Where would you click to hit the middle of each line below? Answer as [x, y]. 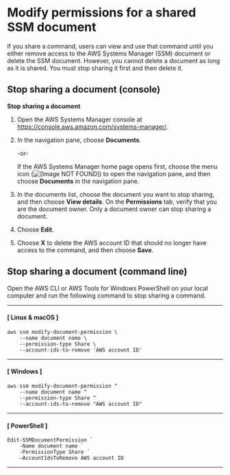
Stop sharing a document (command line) [97, 272]
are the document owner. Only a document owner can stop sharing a [114, 209]
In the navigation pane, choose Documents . [79, 140]
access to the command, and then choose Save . [85, 250]
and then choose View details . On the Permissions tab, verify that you [117, 202]
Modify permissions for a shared [102, 13]
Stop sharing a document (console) [84, 89]
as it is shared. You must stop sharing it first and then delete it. [95, 68]
